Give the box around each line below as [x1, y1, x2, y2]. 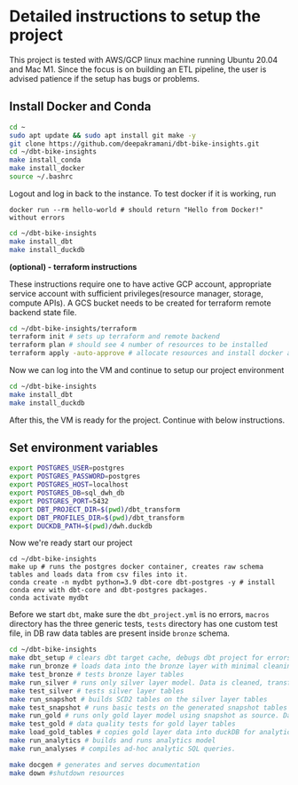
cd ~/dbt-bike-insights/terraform [9, 324, 137, 333]
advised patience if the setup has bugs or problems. [9, 73, 200, 83]
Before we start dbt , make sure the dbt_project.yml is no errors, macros [9, 609, 270, 620]
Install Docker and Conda [9, 99, 152, 115]
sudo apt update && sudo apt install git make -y [9, 131, 197, 139]
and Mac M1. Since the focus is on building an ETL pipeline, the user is [9, 64, 267, 75]
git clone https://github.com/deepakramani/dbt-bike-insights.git [9, 139, 260, 148]
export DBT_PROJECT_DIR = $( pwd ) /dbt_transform [9, 504, 180, 514]
